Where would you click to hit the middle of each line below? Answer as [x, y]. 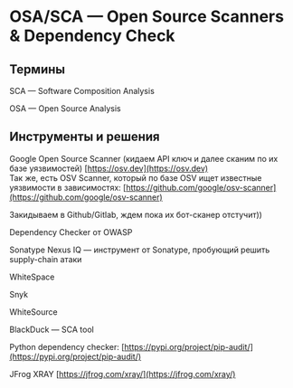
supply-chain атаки [46, 259]
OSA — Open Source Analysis [65, 109]
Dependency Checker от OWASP [71, 232]
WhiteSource [33, 312]
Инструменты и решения [85, 137]
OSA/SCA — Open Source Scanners [147, 17]
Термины [38, 69]
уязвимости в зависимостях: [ [68, 187]
